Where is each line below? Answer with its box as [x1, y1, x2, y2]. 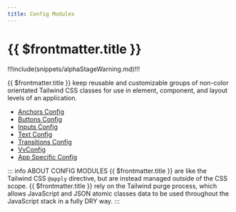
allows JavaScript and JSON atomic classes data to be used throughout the [7, 189, 230, 198]
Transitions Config [17, 137, 73, 146]
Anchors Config [17, 107, 65, 116]
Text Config [17, 129, 53, 139]
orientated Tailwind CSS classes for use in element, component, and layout [7, 86, 228, 95]
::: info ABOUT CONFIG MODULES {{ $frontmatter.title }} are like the [7, 166, 207, 175]
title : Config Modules [7, 10, 75, 18]
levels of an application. [7, 93, 77, 102]
